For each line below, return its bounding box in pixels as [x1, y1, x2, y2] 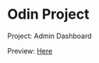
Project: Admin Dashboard [7, 31, 92, 40]
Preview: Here [7, 46, 53, 55]
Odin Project [7, 5, 90, 23]
